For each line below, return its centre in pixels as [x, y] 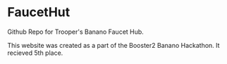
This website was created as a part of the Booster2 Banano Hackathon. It [114, 45]
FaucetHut [39, 12]
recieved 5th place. [35, 53]
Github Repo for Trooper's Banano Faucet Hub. [76, 32]
